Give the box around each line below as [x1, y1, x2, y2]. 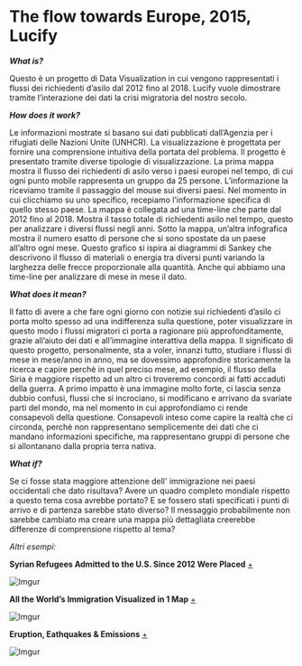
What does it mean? [9, 288, 87, 299]
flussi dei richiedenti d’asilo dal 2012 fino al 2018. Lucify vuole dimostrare [9, 82, 281, 93]
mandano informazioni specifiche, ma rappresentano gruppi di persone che [9, 431, 290, 442]
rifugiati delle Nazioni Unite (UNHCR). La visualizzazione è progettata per [9, 136, 281, 147]
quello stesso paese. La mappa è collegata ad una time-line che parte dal [9, 203, 282, 214]
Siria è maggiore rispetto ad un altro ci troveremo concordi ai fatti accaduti [9, 373, 286, 384]
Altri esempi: [9, 540, 57, 552]
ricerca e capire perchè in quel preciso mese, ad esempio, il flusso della [9, 363, 277, 374]
